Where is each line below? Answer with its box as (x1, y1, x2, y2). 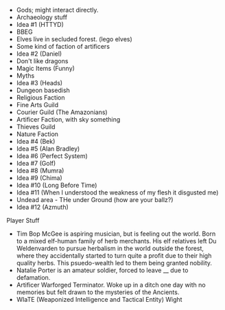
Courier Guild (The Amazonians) (16, 108, 108, 116)
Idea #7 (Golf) (16, 159, 56, 167)
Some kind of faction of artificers (16, 43, 110, 50)
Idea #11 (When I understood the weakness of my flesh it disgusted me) (16, 188, 219, 197)
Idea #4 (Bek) (16, 137, 56, 145)
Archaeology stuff (16, 13, 68, 21)
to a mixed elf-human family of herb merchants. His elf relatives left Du (16, 237, 217, 245)
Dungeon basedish (16, 86, 70, 94)
